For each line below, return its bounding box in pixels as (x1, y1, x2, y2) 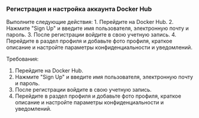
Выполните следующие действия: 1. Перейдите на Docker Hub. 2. (6, 19, 174, 26)
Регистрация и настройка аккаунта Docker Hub (6, 5, 152, 13)
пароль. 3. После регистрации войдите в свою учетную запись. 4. (6, 31, 177, 38)
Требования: (6, 56, 39, 63)
